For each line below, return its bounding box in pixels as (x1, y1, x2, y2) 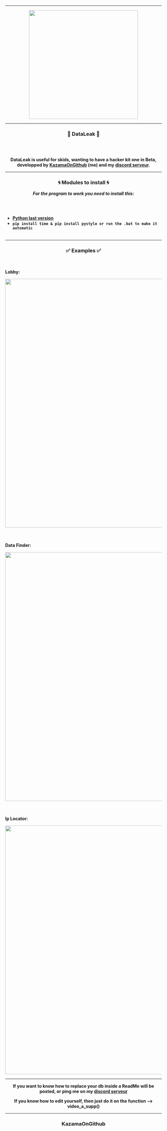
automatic (12, 225, 33, 230)
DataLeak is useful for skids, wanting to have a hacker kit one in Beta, (10, 157, 157, 163)
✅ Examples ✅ (66, 247, 101, 254)
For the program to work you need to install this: (33, 190, 134, 197)
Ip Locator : (5, 816, 28, 822)
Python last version (12, 215, 54, 221)
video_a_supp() (67, 1103, 100, 1109)
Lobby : (5, 269, 20, 275)
